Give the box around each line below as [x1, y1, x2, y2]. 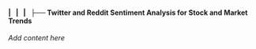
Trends [8, 16, 32, 25]
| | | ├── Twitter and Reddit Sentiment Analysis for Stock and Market [8, 8, 248, 17]
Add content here [8, 33, 66, 43]
